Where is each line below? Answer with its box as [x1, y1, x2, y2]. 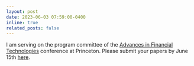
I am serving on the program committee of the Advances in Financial [6, 41, 173, 48]
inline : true [6, 19, 38, 25]
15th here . [6, 54, 31, 61]
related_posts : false [6, 25, 60, 31]
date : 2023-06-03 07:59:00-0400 [6, 14, 86, 20]
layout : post [6, 8, 38, 15]
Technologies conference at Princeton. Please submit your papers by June [6, 48, 188, 55]
